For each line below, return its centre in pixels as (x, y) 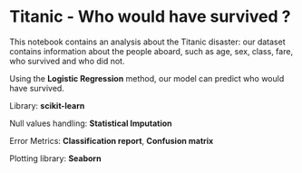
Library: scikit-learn (47, 105)
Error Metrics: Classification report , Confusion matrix (112, 140)
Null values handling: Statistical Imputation (91, 123)
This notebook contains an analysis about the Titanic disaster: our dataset (147, 42)
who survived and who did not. (67, 61)
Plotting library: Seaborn (55, 158)
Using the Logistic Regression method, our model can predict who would (147, 78)
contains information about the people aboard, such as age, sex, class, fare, (151, 51)
